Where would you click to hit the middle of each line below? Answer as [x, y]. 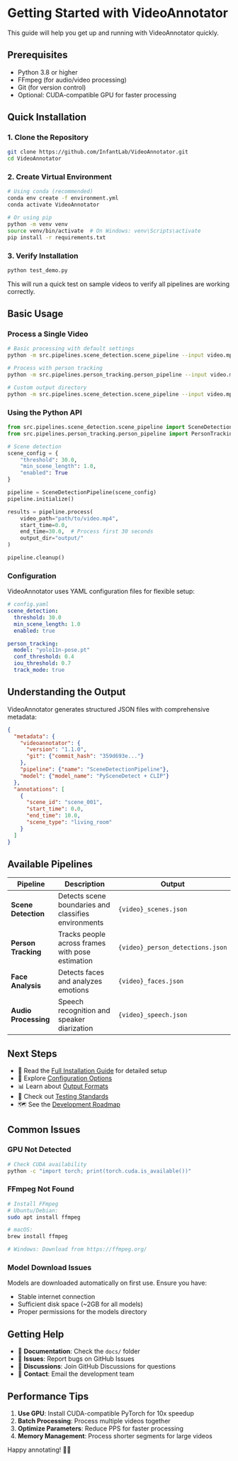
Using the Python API [45, 412]
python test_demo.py [38, 270]
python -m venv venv [38, 224]
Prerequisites [38, 55]
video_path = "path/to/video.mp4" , [69, 518]
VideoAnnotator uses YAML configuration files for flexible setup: [101, 592]
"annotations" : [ [39, 789]
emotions [73, 990]
